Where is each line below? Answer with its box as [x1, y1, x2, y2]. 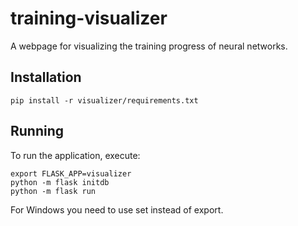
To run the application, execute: [10, 149, 141, 161]
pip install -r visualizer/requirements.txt [10, 95, 199, 106]
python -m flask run [10, 186, 97, 196]
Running [10, 123, 65, 140]
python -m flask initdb [10, 177, 110, 187]
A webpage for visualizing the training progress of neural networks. [10, 40, 288, 52]
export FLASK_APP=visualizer [10, 168, 132, 179]
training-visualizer [10, 7, 168, 30]
